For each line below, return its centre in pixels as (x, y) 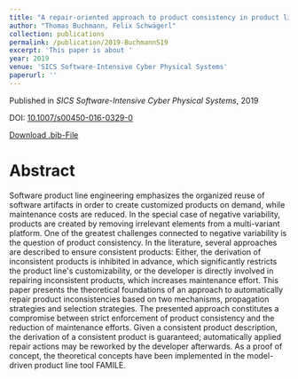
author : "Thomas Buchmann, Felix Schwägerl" (93, 26)
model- (260, 355)
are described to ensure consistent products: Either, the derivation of (135, 252)
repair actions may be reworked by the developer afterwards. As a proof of (146, 346)
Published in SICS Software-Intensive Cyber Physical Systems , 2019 (134, 100)
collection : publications (57, 34)
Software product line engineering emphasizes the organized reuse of (137, 195)
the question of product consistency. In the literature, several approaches (143, 242)
